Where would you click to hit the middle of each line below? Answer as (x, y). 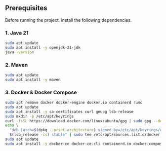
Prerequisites (26, 8)
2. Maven (17, 65)
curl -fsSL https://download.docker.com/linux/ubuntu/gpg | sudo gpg (78, 121)
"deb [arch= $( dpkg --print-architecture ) (53, 130)
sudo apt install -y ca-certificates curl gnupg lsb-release (69, 112)
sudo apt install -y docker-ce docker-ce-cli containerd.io (68, 144)
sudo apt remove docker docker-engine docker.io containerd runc (74, 103)
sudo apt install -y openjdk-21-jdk (43, 47)
